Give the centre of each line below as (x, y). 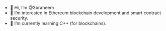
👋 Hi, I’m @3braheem (32, 8)
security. (19, 18)
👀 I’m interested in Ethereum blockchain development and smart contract (86, 13)
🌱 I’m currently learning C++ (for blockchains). (58, 23)
